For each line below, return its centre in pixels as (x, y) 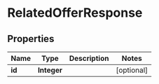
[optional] (132, 70)
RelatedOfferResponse (75, 13)
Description (89, 58)
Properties (31, 39)
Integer (50, 70)
